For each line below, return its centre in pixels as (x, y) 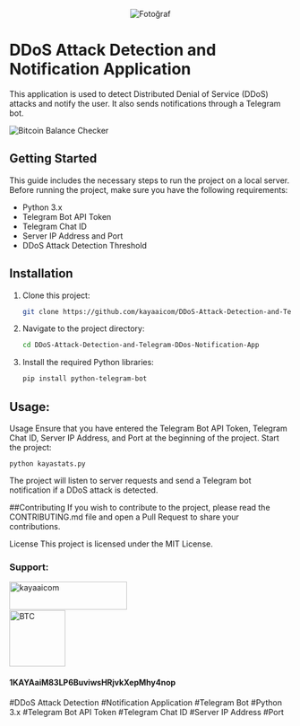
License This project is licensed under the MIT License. (111, 544)
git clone (41, 311)
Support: (29, 567)
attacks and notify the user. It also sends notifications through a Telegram (145, 103)
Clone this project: (56, 295)
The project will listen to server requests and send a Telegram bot (131, 481)
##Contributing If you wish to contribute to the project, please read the (140, 507)
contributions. (35, 526)
